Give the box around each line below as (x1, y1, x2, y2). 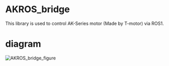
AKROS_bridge (5, 4, 70, 15)
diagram (5, 38, 42, 50)
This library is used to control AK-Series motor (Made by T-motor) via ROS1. (5, 20, 164, 26)
